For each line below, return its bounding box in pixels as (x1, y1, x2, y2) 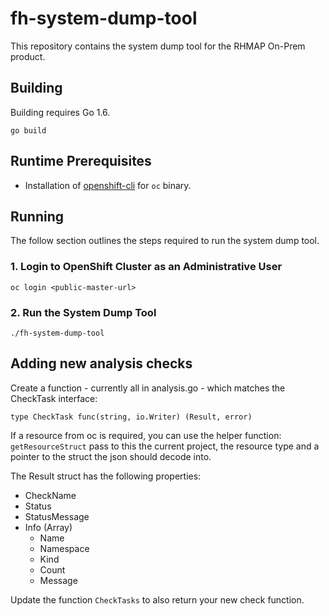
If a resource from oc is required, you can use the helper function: (10, 429, 282, 441)
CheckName (24, 489, 77, 501)
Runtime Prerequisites (10, 153, 152, 170)
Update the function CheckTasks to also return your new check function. (10, 593, 305, 606)
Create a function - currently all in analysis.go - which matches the (10, 382, 286, 394)
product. (10, 50, 46, 62)
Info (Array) (24, 521, 73, 533)
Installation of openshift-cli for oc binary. (24, 179, 192, 191)
